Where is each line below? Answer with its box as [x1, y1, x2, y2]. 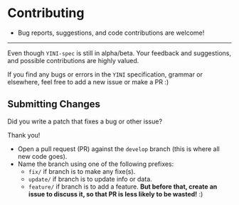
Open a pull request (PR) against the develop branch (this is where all [17, 144, 221, 153]
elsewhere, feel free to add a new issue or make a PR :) [7, 77, 169, 86]
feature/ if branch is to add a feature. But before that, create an [28, 182, 218, 191]
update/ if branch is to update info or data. [28, 174, 153, 183]
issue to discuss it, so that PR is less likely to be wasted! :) [28, 189, 203, 198]
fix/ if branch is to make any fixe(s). [28, 167, 136, 175]
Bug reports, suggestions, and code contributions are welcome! [17, 28, 205, 37]
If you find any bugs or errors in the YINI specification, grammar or [7, 70, 203, 79]
